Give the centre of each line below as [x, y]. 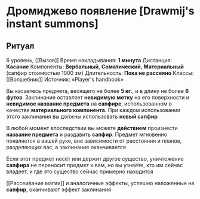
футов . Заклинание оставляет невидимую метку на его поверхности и [98, 97]
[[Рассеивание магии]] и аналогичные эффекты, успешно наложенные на [100, 183]
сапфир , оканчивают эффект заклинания [59, 189]
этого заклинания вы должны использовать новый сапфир [82, 116]
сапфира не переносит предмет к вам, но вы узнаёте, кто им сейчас [95, 165]
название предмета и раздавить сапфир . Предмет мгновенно [87, 134]
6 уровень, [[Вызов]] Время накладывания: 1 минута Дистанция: [89, 60]
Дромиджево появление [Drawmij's [100, 11]
